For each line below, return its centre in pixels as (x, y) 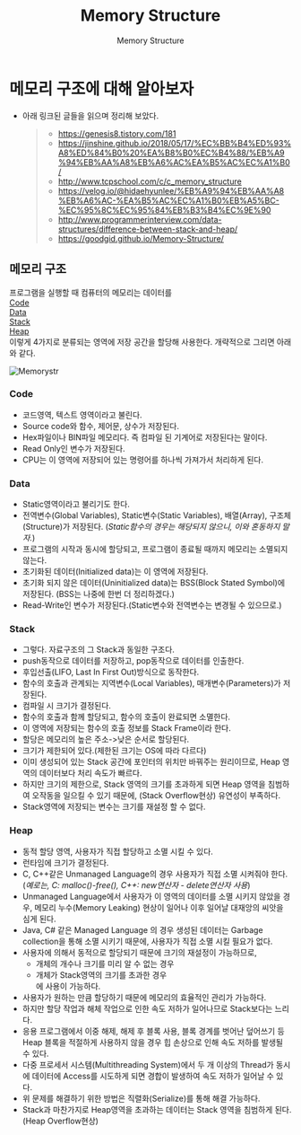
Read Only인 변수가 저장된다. (73, 448)
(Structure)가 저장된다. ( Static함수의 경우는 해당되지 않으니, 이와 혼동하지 (151, 527)
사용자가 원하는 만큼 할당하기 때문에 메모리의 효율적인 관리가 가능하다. (144, 997)
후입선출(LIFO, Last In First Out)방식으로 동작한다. (111, 672)
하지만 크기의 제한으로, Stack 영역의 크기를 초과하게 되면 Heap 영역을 (144, 784)
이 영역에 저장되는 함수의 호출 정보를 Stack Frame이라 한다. (126, 728)
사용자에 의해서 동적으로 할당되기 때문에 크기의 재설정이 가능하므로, (139, 952)
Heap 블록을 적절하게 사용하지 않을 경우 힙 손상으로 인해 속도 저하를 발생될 (153, 1042)
